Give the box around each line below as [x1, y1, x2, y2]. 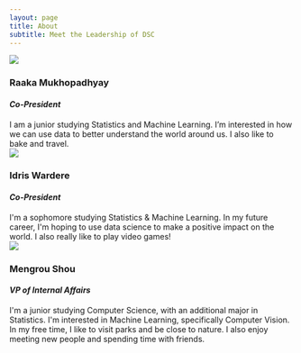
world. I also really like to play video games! [9, 231, 171, 241]
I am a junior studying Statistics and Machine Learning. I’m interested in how [9, 119, 293, 130]
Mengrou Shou [9, 262, 76, 275]
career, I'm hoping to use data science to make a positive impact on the [9, 222, 275, 232]
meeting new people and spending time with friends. [9, 333, 205, 344]
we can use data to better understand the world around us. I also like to [9, 128, 274, 140]
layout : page [9, 13, 59, 23]
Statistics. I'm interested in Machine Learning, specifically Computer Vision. [9, 314, 290, 325]
